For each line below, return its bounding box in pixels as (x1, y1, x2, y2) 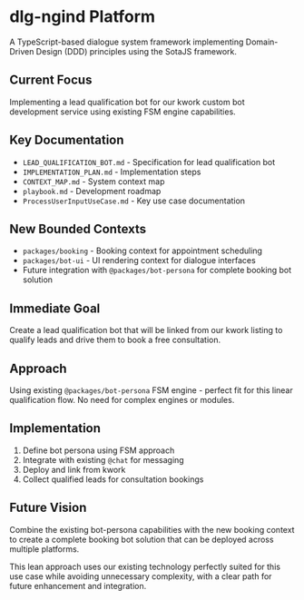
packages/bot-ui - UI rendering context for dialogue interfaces (22, 255, 256, 266)
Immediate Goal (9, 300, 101, 316)
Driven (9, 45, 34, 56)
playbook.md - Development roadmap (22, 185, 162, 196)
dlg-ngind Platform (9, 6, 156, 27)
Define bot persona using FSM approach (22, 445, 175, 456)
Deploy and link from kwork (22, 464, 126, 475)
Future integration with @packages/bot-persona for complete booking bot (22, 265, 292, 276)
